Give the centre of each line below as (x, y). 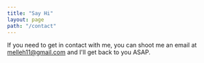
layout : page (26, 20)
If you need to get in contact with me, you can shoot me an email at (102, 45)
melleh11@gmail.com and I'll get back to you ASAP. (79, 52)
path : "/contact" (32, 26)
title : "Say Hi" (30, 13)
